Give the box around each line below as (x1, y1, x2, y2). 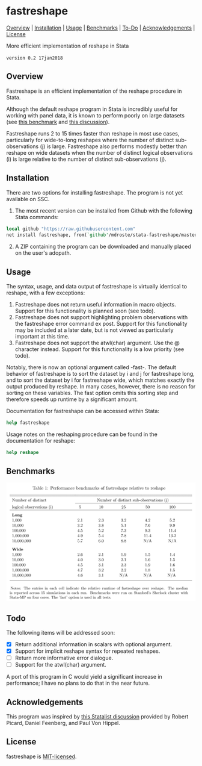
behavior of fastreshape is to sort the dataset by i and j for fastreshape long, (6, 370, 195, 378)
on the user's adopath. (14, 249, 72, 257)
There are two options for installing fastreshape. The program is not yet (6, 188, 183, 196)
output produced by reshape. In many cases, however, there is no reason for (6, 383, 196, 390)
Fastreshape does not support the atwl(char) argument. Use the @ (14, 339, 180, 347)
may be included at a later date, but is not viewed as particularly (14, 326, 174, 334)
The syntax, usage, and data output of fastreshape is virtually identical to (6, 283, 188, 290)
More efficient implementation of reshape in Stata (6, 42, 129, 49)
